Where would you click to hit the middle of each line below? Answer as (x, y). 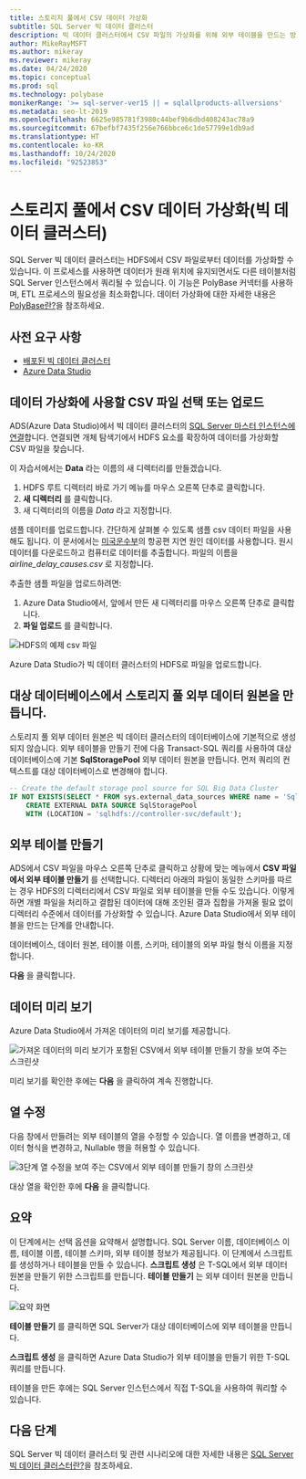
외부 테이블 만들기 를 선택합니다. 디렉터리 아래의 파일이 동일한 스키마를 (151, 880)
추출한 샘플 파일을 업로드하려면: (66, 583)
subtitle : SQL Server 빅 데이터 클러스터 (82, 26)
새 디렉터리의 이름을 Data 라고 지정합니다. (97, 510)
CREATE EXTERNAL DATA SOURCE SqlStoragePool (112, 805)
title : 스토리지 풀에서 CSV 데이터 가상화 (79, 18)
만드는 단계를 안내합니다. (70, 925)
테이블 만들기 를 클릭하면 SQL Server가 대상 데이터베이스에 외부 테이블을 (139, 1326)
